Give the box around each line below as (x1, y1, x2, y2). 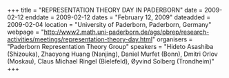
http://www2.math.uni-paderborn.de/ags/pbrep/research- (43, 28, 210, 36)
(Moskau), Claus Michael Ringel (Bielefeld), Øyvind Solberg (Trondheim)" (7, 57, 215, 65)
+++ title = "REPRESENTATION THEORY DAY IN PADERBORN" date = (7, 6, 203, 14)
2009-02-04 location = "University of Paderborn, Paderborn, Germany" (7, 21, 212, 28)
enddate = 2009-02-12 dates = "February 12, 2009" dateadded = (25, 13, 211, 21)
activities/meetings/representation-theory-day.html (7, 35, 153, 43)
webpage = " (7, 28, 44, 36)
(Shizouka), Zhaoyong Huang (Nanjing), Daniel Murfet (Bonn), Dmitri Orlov (7, 50, 219, 58)
